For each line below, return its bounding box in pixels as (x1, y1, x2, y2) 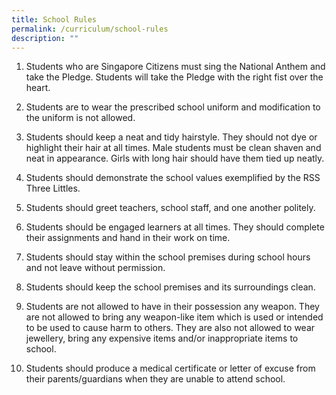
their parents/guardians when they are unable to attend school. (25, 373, 286, 385)
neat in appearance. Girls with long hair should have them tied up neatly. (25, 152, 325, 165)
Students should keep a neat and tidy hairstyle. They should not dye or (25, 131, 318, 143)
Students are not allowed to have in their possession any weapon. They (25, 301, 320, 313)
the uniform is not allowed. (25, 112, 136, 124)
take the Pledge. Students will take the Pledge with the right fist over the (25, 71, 324, 83)
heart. (25, 82, 51, 94)
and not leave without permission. (25, 262, 166, 274)
